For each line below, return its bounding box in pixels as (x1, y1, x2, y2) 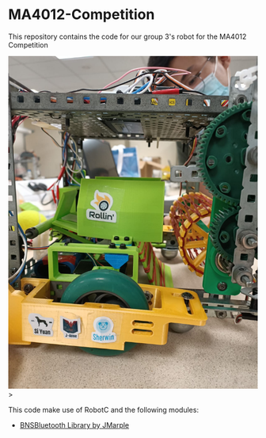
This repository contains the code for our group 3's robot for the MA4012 (8, 32, 247, 41)
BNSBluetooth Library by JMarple (19, 420, 130, 429)
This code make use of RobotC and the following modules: (8, 405, 199, 414)
